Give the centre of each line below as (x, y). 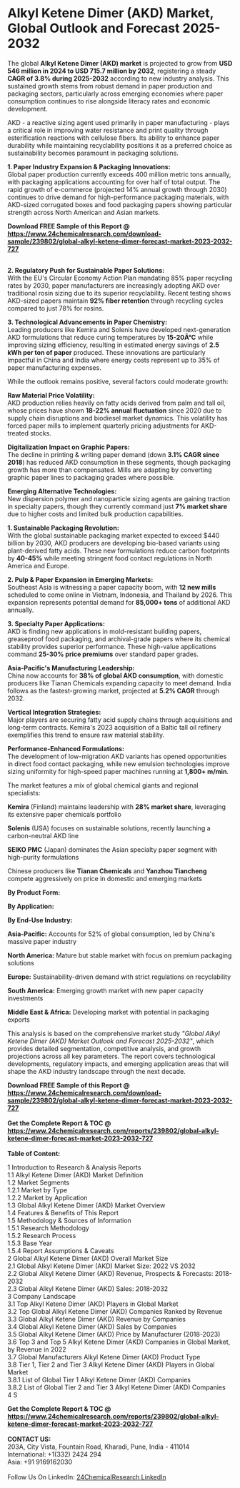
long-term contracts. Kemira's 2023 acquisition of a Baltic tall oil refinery (114, 727)
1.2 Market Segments (39, 1182)
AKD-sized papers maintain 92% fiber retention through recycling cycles (115, 301)
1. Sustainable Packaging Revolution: (63, 528)
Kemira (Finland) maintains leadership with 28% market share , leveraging (117, 806)
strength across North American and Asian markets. (84, 212)
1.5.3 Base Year (30, 1243)
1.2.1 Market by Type (37, 1190)
